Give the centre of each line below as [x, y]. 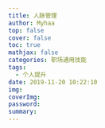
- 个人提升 [31, 75]
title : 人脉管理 [33, 16]
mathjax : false [33, 52]
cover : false [30, 38]
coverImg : [25, 97]
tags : [17, 68]
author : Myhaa [32, 23]
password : [25, 104]
